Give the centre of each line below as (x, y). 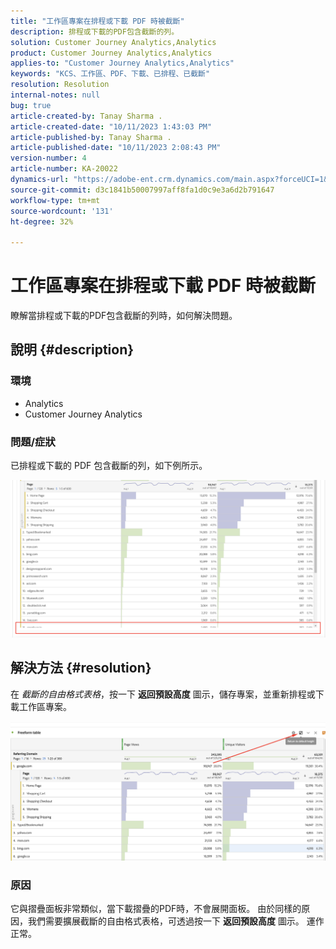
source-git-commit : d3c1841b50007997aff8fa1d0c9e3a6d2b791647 (142, 190)
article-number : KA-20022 (64, 169)
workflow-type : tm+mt (55, 200)
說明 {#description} (72, 350)
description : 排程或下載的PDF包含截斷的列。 (95, 31)
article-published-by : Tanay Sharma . (91, 137)
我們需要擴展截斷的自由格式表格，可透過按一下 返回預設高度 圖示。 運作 (176, 921)
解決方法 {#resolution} (81, 668)
